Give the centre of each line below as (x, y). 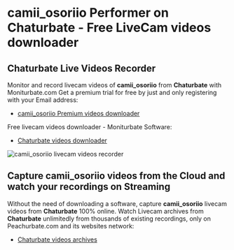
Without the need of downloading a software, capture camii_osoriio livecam (117, 203)
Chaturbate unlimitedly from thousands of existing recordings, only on (109, 219)
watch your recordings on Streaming (89, 187)
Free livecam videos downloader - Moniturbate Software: (90, 127)
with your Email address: (43, 100)
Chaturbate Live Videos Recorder (82, 68)
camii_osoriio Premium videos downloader (78, 113)
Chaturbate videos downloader (62, 140)
